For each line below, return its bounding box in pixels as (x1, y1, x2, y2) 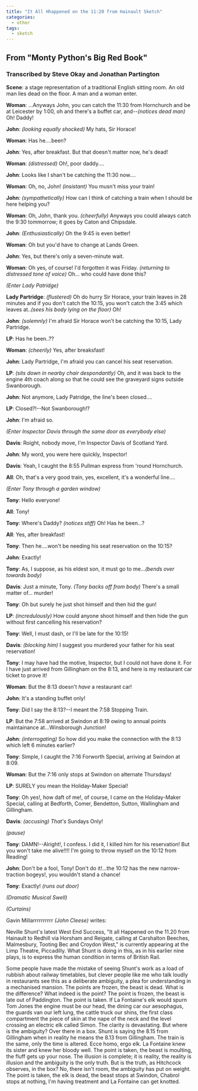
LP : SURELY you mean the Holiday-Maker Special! (6, 782, 128, 789)
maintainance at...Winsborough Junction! (6, 724, 106, 731)
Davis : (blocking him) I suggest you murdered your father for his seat (6, 641, 175, 648)
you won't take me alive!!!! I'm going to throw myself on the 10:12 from (6, 847, 177, 854)
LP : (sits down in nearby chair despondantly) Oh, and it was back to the (6, 369, 181, 376)
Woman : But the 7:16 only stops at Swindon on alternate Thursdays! (6, 771, 172, 778)
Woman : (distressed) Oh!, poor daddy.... (6, 160, 105, 167)
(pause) (6, 829, 25, 836)
